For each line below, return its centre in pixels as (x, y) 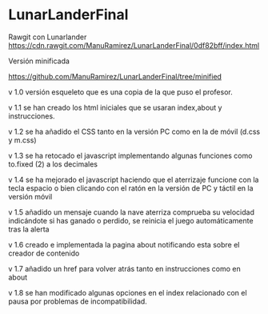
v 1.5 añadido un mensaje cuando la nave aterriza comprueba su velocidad (131, 212)
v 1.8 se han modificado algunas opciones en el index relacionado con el (128, 292)
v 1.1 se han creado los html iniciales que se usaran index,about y (115, 107)
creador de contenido (44, 253)
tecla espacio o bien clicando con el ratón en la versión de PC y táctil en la (131, 188)
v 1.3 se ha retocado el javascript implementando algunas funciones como (130, 155)
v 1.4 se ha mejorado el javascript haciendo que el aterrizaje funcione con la (134, 179)
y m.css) (22, 140)
